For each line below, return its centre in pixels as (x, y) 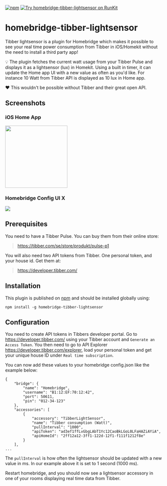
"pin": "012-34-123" (44, 401)
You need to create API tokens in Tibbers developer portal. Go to (71, 334)
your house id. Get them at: (33, 261)
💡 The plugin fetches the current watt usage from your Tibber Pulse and (79, 62)
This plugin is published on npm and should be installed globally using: (78, 298)
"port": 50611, (39, 397)
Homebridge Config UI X (35, 198)
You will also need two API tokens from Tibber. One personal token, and (79, 255)
